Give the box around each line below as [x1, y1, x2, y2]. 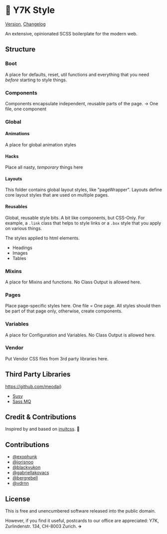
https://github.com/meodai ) [5, 383, 62, 389]
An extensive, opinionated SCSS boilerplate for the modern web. [5, 30, 138, 36]
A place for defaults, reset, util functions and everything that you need [5, 71, 150, 77]
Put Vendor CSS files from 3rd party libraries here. [5, 355, 109, 361]
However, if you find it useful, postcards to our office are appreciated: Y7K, [5, 518, 159, 524]
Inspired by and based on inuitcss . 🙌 [5, 426, 80, 432]
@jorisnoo [12, 459, 34, 465]
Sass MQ [12, 398, 31, 404]
